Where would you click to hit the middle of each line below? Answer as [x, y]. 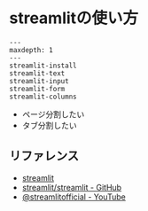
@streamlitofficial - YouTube [74, 197]
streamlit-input [39, 81]
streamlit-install [43, 66]
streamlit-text [37, 73]
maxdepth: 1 [31, 50]
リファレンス [44, 156]
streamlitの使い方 [74, 18]
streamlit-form [37, 89]
